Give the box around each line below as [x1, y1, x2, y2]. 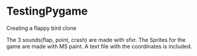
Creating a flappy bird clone [6, 24, 76, 32]
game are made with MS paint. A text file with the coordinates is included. [6, 43, 192, 50]
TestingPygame [6, 4, 88, 18]
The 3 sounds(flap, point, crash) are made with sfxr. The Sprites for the [6, 36, 186, 43]
